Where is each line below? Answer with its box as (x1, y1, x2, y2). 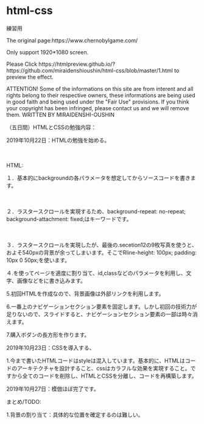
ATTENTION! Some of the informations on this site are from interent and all (6, 85, 194, 92)
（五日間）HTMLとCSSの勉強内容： (6, 123, 97, 131)
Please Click (6, 60, 38, 68)
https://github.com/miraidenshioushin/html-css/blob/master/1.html (6, 66, 174, 74)
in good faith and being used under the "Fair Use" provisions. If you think (6, 98, 190, 105)
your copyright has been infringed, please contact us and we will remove (6, 104, 189, 111)
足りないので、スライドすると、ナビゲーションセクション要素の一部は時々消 (6, 310, 198, 317)
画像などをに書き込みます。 (16, 277, 86, 284)
